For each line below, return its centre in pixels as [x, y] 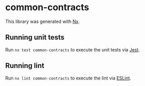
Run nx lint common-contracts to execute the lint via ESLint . [68, 78]
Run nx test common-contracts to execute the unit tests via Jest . [72, 49]
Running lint [25, 66]
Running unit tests [35, 37]
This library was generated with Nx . [42, 21]
